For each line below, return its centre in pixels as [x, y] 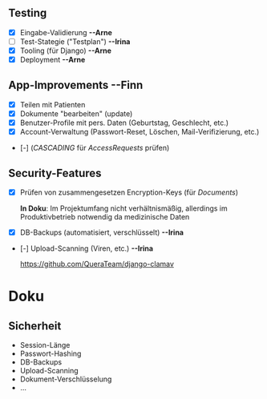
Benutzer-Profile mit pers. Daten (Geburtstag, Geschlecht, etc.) [124, 123]
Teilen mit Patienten [53, 104]
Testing [28, 13]
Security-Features [55, 173]
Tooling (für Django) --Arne [66, 50]
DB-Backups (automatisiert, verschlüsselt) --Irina [102, 232]
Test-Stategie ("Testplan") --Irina [75, 41]
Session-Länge [45, 345]
